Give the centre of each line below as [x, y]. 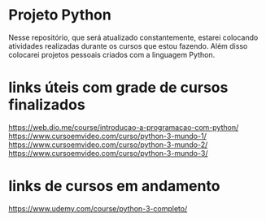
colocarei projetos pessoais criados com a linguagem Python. [112, 54]
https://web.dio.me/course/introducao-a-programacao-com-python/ [124, 127]
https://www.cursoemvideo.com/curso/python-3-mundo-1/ [108, 136]
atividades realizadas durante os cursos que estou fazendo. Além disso [128, 45]
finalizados [47, 105]
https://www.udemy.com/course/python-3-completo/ [98, 208]
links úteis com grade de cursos [118, 88]
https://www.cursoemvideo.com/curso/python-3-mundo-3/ [108, 153]
